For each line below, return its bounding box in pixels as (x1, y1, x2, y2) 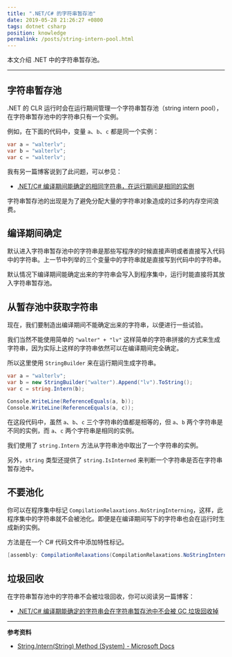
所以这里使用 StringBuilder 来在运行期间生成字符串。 (7, 359, 160, 367)
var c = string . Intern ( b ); (7, 385, 85, 392)
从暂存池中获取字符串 (7, 301, 98, 313)
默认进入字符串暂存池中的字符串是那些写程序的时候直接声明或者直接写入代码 (7, 247, 225, 256)
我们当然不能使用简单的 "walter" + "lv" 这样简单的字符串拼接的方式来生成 (7, 336, 221, 344)
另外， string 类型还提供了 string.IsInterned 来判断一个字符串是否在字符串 (7, 455, 223, 464)
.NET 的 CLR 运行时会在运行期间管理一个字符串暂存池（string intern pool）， (7, 104, 223, 112)
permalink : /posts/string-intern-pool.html (7, 36, 135, 43)
